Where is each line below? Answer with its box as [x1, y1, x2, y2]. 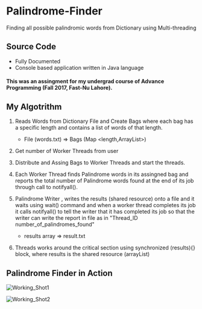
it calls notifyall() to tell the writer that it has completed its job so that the [14, 208, 195, 215]
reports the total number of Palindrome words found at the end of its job [14, 177, 194, 184]
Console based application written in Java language [14, 64, 144, 71]
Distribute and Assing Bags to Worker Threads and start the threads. [14, 159, 186, 166]
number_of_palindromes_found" [14, 221, 95, 228]
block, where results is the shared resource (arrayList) [14, 251, 150, 258]
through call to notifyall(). [14, 184, 78, 191]
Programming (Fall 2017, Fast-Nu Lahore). [6, 84, 113, 92]
